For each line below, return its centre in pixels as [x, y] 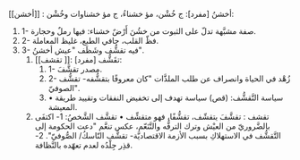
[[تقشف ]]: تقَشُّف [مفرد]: [78, 59]
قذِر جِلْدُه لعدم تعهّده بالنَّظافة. [84, 145]
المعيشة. [63, 107]
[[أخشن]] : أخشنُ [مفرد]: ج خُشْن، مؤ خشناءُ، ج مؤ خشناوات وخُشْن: [121, 14]
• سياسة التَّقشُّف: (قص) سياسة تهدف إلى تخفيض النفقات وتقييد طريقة [166, 97]
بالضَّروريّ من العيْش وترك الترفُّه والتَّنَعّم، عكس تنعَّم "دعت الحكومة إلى [152, 126]
